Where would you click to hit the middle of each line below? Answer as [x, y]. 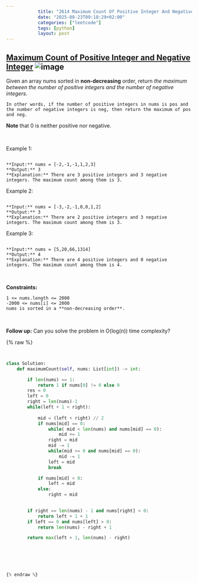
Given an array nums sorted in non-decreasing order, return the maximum [97, 81]
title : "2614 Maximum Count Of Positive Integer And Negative [115, 12]
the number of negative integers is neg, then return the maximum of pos [99, 109]
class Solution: [26, 363]
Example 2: [20, 191]
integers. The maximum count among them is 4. [64, 265]
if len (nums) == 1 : [51, 380]
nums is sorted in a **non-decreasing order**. [66, 308]
